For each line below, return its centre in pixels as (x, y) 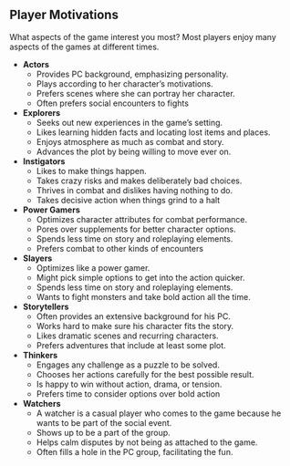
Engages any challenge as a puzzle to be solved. (128, 365)
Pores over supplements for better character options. (136, 229)
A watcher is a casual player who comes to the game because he (159, 413)
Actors (36, 64)
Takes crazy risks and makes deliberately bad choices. (139, 181)
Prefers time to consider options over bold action (128, 394)
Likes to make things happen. (92, 171)
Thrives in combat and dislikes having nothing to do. (135, 190)
